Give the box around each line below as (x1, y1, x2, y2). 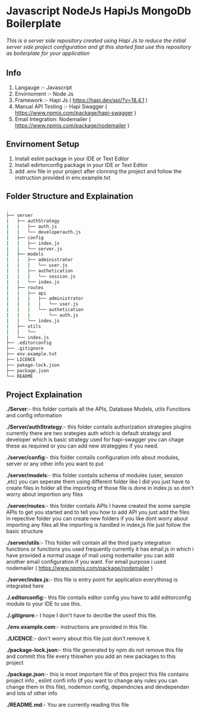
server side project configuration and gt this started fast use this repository (6, 43, 192, 50)
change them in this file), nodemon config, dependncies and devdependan (6, 684, 189, 691)
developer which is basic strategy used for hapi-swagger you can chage (6, 436, 185, 443)
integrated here (6, 582, 44, 589)
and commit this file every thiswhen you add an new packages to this (6, 653, 176, 660)
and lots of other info (6, 690, 58, 697)
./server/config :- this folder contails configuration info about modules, (6, 454, 180, 461)
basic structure (6, 527, 43, 535)
